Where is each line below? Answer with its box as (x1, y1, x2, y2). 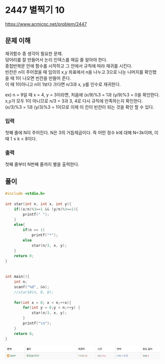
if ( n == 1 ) (23, 227, 45, 233)
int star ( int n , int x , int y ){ (5, 201, 71, 207)
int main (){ (5, 274, 30, 279)
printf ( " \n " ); (23, 321, 52, 326)
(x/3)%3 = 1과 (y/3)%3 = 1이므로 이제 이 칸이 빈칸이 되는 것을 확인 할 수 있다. (5, 104, 154, 110)
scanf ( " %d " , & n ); (14, 284, 50, 289)
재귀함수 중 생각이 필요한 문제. (5, 50, 63, 57)
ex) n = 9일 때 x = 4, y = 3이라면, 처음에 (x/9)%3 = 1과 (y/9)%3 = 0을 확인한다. (5, 91, 160, 97)
